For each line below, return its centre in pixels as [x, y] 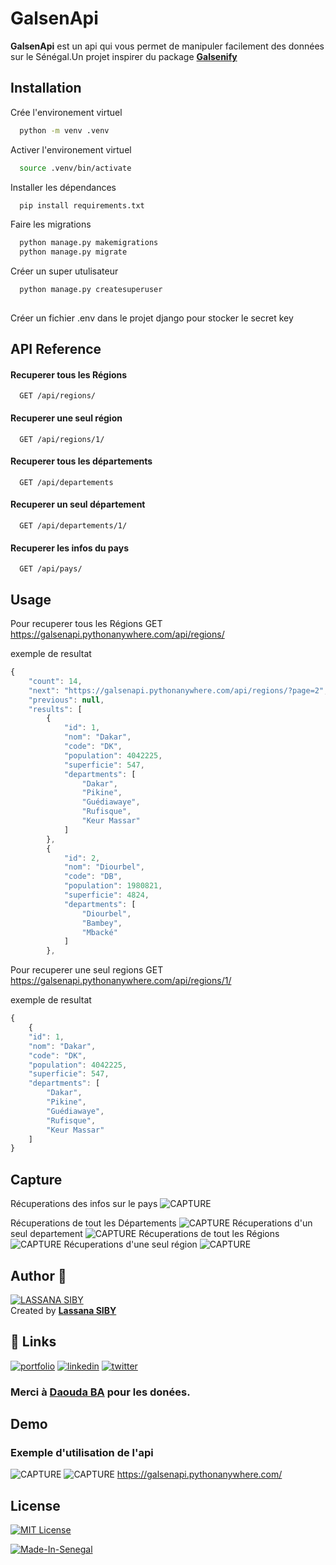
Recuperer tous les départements [81, 461]
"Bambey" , [102, 923]
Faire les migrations [51, 224]
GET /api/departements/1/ [73, 526]
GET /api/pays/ [51, 569]
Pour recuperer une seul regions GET [87, 970]
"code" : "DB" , [93, 877]
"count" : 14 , [55, 681]
